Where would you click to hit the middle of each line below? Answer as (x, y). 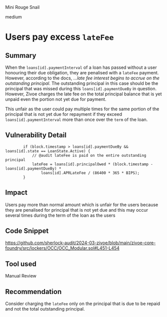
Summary (21, 55)
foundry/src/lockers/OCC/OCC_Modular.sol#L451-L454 (62, 248)
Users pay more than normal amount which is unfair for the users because (82, 205)
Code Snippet (27, 231)
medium (13, 17)
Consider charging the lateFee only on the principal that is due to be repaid (83, 304)
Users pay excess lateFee (59, 37)
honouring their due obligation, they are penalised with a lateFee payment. (82, 73)
